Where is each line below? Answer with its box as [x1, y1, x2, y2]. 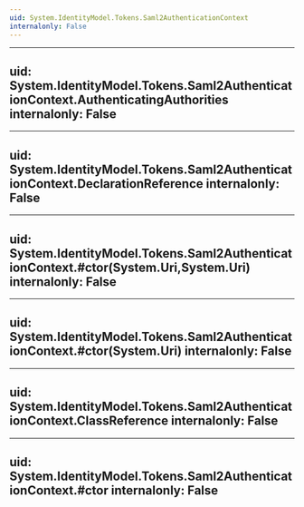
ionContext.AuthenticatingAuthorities [9, 92, 229, 107]
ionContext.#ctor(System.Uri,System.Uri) [9, 259, 251, 275]
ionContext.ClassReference [9, 414, 169, 429]
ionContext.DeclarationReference [9, 176, 204, 191]
